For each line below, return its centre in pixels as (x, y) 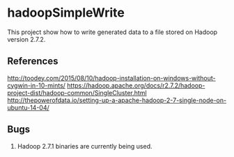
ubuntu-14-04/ (29, 107)
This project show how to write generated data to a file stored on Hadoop (112, 32)
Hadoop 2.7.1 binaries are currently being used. (85, 146)
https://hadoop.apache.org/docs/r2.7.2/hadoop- (136, 85)
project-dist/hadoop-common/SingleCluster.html (77, 92)
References (33, 61)
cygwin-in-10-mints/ (37, 85)
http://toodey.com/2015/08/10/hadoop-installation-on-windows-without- (111, 78)
